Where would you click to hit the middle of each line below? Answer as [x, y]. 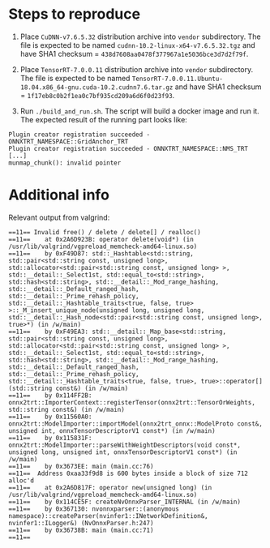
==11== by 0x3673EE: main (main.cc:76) [81, 466]
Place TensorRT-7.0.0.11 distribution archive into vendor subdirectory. [137, 69]
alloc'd [21, 480]
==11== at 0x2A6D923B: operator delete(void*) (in [101, 239]
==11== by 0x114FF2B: [50, 395]
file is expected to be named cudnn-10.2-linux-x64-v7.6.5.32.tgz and [137, 45]
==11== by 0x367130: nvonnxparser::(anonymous [94, 509]
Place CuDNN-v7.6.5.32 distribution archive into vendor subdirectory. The [140, 36]
